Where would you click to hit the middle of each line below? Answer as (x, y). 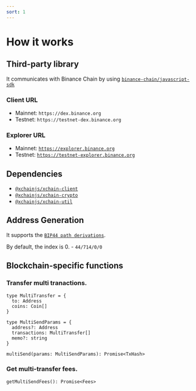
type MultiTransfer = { (36, 296)
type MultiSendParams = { (39, 322)
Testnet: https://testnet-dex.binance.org (68, 119)
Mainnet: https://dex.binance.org (58, 113)
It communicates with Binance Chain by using (63, 79)
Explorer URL (26, 135)
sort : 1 (16, 12)
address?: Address (35, 327)
